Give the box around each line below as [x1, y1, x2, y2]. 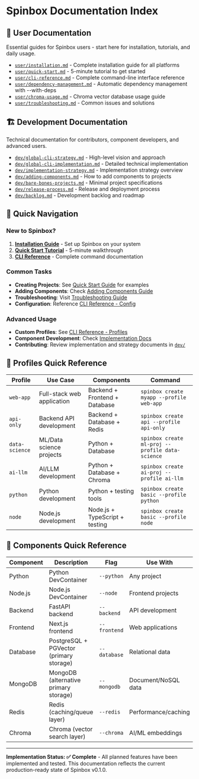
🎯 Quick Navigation [6, 209, 79, 219]
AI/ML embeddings [129, 728, 182, 737]
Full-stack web [38, 389, 82, 398]
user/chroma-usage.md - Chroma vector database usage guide [14, 93, 166, 100]
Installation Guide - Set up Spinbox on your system [14, 240, 141, 247]
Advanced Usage [6, 315, 57, 323]
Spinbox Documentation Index [6, 4, 159, 18]
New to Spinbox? [6, 227, 56, 235]
